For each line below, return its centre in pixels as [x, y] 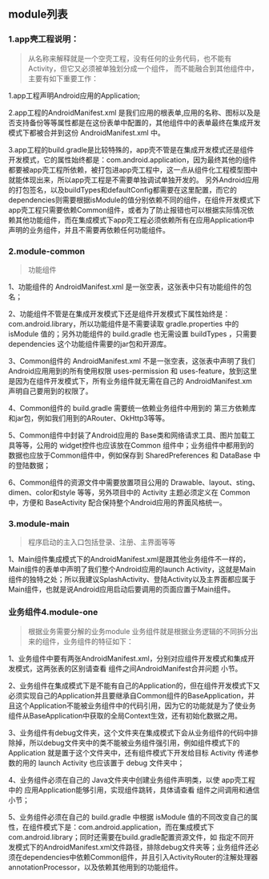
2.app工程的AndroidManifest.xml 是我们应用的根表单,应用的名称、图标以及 [131, 112]
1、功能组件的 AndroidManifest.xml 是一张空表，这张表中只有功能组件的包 [130, 287]
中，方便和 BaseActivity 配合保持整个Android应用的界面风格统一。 [117, 502]
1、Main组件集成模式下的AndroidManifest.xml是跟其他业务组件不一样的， [129, 560]
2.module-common [47, 251]
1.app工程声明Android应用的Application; [74, 96]
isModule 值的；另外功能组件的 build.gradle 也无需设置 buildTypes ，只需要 [133, 334]
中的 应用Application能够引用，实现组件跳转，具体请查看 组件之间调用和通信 [134, 790]
